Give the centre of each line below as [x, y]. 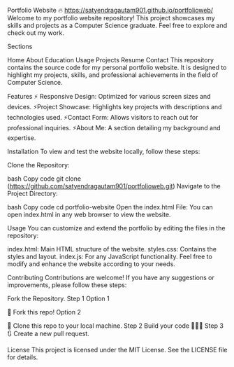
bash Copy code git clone [44, 179]
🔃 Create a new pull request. [48, 333]
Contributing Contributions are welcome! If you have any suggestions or [111, 277]
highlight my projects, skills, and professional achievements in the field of [113, 75]
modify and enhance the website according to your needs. [92, 264]
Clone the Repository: [38, 165]
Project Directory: [32, 193]
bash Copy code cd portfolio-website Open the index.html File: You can [110, 207]
